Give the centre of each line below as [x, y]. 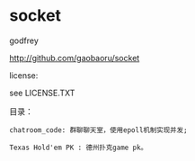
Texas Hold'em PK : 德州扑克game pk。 [79, 148]
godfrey [24, 40]
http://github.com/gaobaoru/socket [75, 58]
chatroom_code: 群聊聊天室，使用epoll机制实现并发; [98, 130]
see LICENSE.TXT [42, 93]
